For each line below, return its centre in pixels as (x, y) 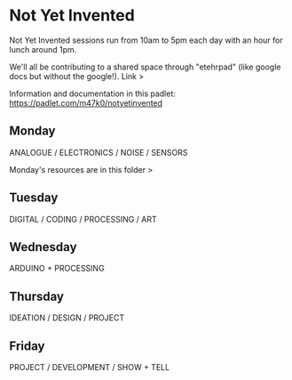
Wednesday (43, 247)
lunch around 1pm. (43, 49)
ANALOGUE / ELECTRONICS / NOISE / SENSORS (99, 152)
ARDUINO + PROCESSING (57, 269)
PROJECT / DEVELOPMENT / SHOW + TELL (90, 367)
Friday (27, 346)
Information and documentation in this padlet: (92, 93)
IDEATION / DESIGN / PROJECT (67, 318)
